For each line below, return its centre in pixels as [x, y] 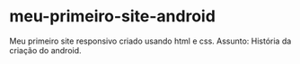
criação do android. [46, 50]
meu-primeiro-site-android [112, 16]
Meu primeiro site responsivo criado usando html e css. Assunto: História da [150, 41]
